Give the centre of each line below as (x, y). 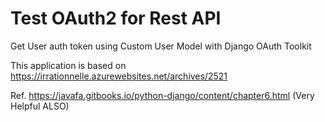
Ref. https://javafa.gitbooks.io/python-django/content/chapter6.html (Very (162, 95)
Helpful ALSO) (40, 106)
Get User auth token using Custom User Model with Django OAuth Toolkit (161, 46)
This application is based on (68, 65)
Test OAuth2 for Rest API (116, 18)
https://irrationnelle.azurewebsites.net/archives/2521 (119, 76)
